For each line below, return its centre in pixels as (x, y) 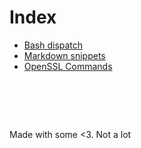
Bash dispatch (53, 45)
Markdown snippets (64, 55)
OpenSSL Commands (68, 66)
